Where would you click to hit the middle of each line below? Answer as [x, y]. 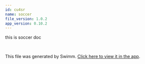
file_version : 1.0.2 [26, 19]
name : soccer [18, 14]
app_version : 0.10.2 [26, 23]
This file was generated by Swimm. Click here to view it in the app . [73, 57]
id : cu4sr [15, 10]
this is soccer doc [23, 37]
